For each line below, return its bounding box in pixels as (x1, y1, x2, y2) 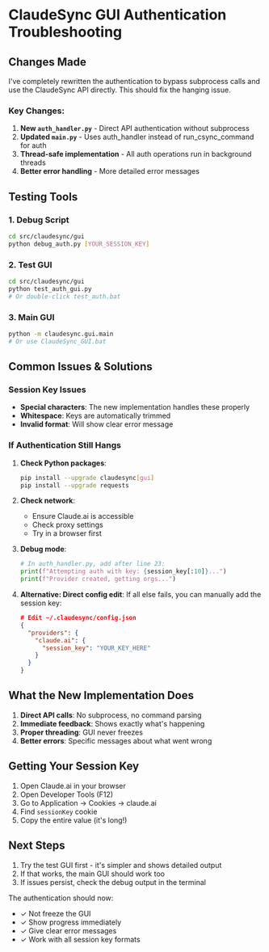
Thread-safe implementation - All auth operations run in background (19, 150, 252, 159)
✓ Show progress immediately (19, 917, 122, 927)
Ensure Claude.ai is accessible (32, 512, 134, 521)
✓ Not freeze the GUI (19, 908, 91, 918)
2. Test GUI (8, 259, 53, 270)
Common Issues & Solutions (8, 360, 153, 373)
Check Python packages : (19, 458, 107, 468)
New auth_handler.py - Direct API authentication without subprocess (19, 124, 250, 133)
